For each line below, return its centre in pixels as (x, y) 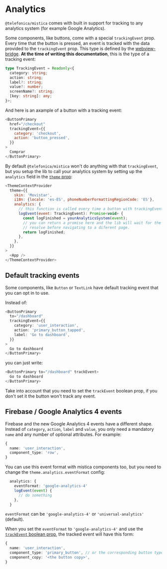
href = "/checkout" (28, 124)
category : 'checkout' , (38, 133)
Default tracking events (42, 276)
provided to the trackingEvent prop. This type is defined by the (70, 48)
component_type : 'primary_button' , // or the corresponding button (81, 553)
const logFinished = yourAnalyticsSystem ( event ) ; (75, 218)
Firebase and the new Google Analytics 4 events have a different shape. (79, 424)
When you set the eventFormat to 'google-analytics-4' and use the (74, 529)
